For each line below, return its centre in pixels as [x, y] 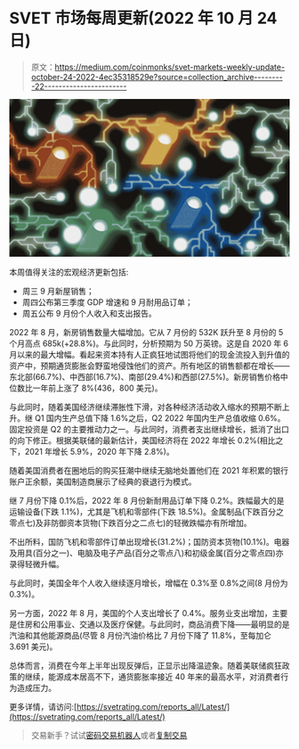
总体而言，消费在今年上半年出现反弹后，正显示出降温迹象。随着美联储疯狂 [145, 665]
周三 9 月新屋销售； [58, 291]
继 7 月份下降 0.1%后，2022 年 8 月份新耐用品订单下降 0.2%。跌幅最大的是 [147, 500]
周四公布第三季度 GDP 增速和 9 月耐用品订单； [107, 302]
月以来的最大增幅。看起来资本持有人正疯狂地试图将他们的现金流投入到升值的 [149, 354]
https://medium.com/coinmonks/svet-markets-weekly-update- [170, 67]
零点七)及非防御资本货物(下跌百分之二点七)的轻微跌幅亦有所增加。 [130, 523]
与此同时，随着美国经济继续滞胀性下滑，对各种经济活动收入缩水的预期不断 [145, 407]
